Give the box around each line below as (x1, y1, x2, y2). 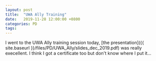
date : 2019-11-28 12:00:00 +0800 (5, 16, 81, 21)
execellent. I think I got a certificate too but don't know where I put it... (5, 50, 151, 56)
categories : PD (5, 21, 37, 26)
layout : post (5, 7, 33, 12)
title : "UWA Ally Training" (5, 12, 67, 17)
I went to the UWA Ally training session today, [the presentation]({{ (5, 39, 144, 45)
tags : (5, 26, 17, 31)
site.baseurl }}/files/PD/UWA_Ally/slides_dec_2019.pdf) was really (5, 45, 142, 51)
